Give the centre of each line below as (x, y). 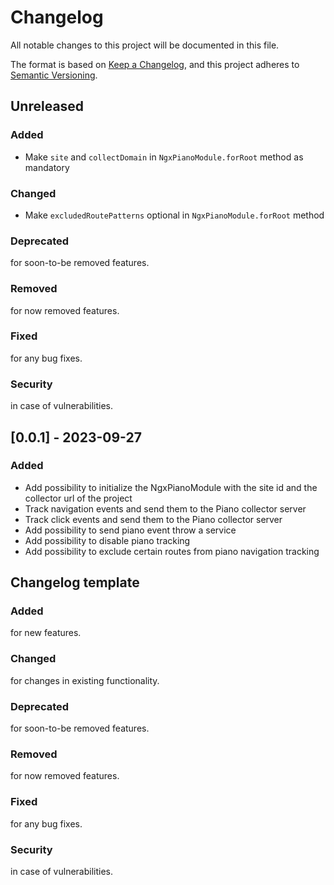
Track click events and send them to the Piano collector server (153, 519)
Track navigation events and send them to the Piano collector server (165, 508)
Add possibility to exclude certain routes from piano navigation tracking (172, 551)
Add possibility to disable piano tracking (107, 540)
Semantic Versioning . (54, 75)
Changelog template (75, 582)
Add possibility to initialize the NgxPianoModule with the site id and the (171, 487)
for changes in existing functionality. (85, 680)
